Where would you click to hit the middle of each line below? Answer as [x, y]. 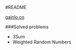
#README [16, 7]
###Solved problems [27, 27]
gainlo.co [15, 17]
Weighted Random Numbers [42, 42]
